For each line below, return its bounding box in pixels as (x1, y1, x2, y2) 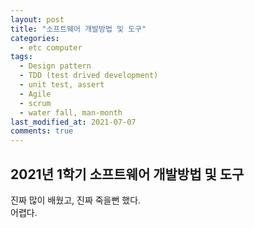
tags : (10, 52, 33, 62)
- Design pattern (19, 61, 92, 71)
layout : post (10, 14, 65, 25)
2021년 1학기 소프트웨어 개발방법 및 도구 (10, 166, 245, 183)
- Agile (19, 89, 52, 99)
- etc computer (19, 42, 83, 53)
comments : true (10, 126, 74, 136)
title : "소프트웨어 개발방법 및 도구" (10, 24, 147, 34)
